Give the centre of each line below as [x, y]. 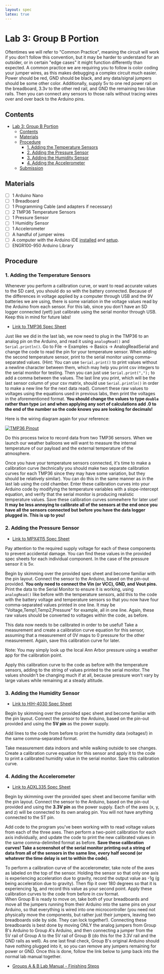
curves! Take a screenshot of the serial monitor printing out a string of [78, 848]
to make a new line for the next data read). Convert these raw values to [77, 388]
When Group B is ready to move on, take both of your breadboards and [77, 899]
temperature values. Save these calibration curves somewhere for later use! [82, 500]
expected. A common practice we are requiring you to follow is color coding [82, 68]
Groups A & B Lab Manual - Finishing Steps [56, 966]
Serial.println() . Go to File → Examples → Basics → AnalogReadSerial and [82, 346]
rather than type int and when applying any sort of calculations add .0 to [81, 404]
